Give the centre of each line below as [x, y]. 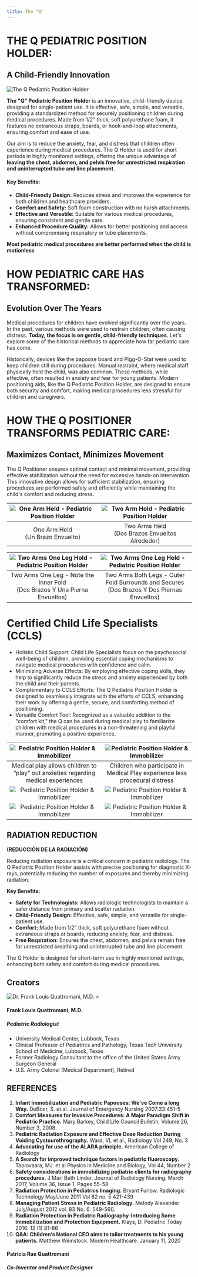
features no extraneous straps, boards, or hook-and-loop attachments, [92, 126]
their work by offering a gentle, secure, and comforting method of [95, 702]
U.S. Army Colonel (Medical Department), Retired [75, 1070]
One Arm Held [52, 530]
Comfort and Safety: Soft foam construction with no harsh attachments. [103, 208]
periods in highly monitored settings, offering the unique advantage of [92, 156]
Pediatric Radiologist [33, 1023]
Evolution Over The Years [54, 308]
